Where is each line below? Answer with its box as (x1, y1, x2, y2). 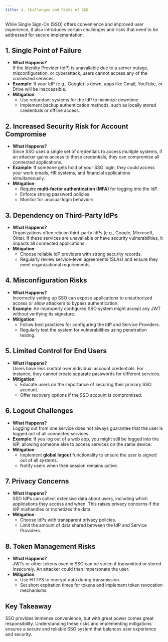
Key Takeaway (5, 602, 52, 610)
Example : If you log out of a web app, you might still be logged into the (12, 436, 159, 442)
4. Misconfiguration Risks (5, 276, 87, 285)
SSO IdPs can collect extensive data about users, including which (12, 496, 148, 502)
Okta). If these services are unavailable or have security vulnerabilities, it (12, 235, 163, 241)
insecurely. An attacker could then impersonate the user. (12, 566, 129, 572)
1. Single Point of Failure (5, 46, 82, 55)
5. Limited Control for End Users (5, 347, 107, 355)
